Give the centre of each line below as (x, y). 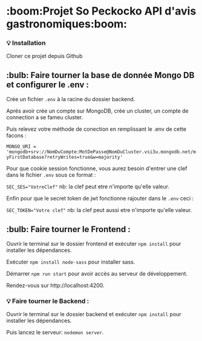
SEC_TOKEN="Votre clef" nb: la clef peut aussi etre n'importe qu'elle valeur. (99, 210)
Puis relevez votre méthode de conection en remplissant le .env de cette (96, 129)
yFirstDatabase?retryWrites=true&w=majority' (64, 157)
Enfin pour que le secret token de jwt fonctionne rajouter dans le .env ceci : (100, 199)
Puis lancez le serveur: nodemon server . (55, 333)
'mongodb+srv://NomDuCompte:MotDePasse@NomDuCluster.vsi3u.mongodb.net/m (101, 152)
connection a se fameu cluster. (45, 118)
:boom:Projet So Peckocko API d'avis (101, 11)
